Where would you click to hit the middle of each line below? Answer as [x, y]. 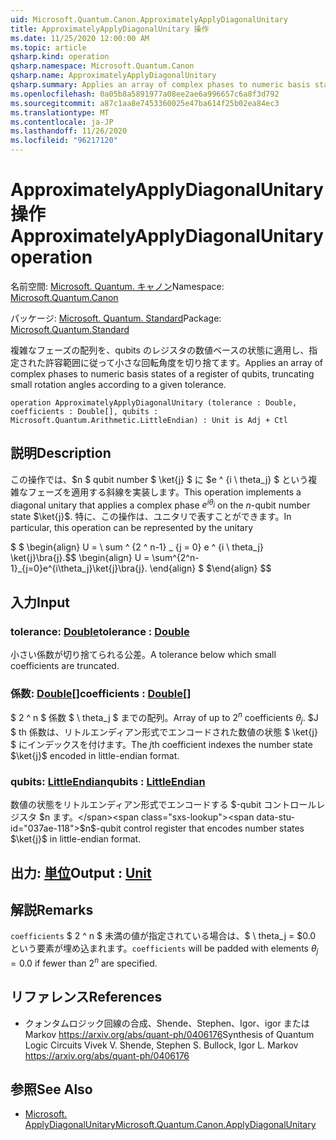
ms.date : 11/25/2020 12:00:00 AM [80, 38]
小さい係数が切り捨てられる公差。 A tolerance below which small [143, 655]
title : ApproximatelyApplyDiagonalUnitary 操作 [110, 29]
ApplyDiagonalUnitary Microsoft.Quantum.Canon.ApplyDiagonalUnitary [170, 1125]
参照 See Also [51, 1089]
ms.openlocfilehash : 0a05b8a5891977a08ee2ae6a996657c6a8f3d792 [145, 94]
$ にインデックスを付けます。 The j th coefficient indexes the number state [161, 744]
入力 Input [40, 602]
